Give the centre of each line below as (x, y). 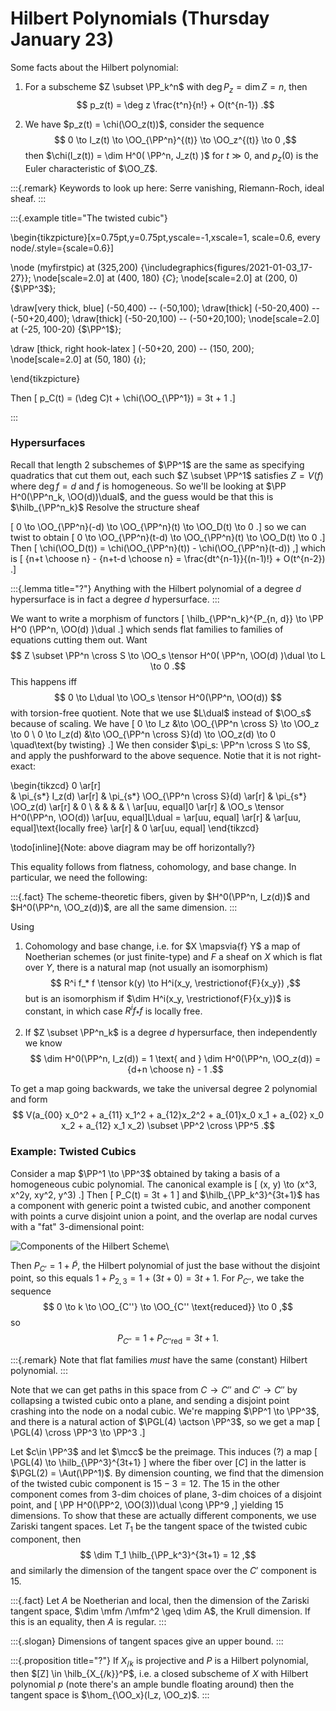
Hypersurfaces (48, 443)
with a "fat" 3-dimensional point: (77, 1226)
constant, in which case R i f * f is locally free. (113, 1011)
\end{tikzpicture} (45, 378)
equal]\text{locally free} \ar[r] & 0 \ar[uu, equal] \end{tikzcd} (135, 828)
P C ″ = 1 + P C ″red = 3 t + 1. (168, 1339)
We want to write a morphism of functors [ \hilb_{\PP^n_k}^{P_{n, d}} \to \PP (167, 618)
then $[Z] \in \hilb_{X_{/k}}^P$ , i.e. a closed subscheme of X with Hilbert (159, 1673)
